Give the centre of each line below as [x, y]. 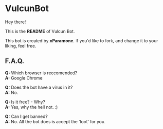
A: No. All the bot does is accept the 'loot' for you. [55, 121]
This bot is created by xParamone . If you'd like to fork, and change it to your [81, 40]
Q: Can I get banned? [26, 116]
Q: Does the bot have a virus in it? [39, 87]
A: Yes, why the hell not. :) [31, 107]
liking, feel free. [21, 46]
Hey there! [16, 22]
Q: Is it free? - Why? [25, 102]
